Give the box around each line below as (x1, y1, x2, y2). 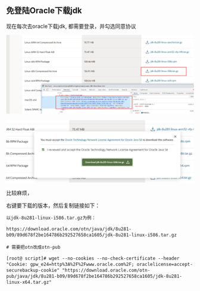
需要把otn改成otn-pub (11, 245, 61, 251)
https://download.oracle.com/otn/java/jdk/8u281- (6, 226, 132, 232)
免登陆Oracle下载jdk (6, 5, 82, 16)
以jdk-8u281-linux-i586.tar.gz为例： (6, 215, 96, 221)
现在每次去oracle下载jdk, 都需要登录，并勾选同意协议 (6, 23, 136, 30)
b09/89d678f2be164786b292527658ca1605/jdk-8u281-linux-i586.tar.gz (6, 232, 177, 238)
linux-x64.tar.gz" (6, 279, 52, 286)
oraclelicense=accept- (136, 261, 193, 268)
